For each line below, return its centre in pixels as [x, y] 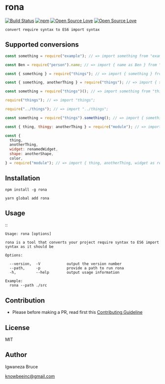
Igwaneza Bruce [22, 366]
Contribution [25, 300]
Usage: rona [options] [28, 234]
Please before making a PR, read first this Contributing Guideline [77, 312]
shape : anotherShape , [32, 154]
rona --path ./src [28, 285]
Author [16, 355]
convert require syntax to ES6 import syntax [52, 29]
